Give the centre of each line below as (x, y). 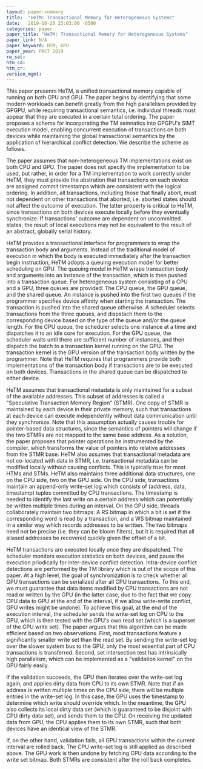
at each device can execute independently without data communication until (101, 416)
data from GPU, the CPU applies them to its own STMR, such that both (94, 722)
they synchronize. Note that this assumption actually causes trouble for (95, 422)
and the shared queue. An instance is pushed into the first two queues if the (101, 295)
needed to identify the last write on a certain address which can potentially (99, 500)
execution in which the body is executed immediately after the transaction (98, 256)
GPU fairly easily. (28, 665)
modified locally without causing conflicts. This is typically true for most (96, 467)
